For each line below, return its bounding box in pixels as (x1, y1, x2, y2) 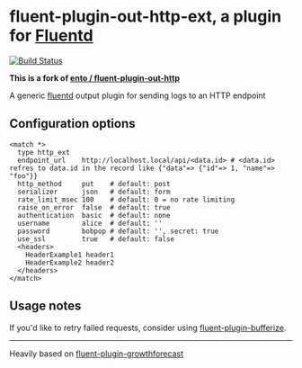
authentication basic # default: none (17, 211, 171, 220)
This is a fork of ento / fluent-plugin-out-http (9, 72, 180, 83)
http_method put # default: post (17, 179, 171, 188)
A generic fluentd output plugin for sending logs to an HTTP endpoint (9, 90, 266, 101)
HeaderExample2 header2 (25, 258, 115, 267)
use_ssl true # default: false (17, 234, 175, 244)
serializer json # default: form (17, 187, 171, 196)
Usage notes (9, 299, 82, 314)
